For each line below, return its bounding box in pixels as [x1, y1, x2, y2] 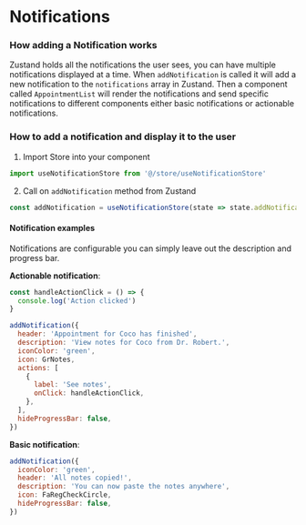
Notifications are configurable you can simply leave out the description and [9, 243, 291, 254]
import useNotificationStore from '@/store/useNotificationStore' [9, 168, 267, 178]
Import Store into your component [22, 151, 150, 162]
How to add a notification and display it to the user [9, 130, 237, 143]
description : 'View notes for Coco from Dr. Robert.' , [17, 338, 230, 348]
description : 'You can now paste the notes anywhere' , [17, 482, 230, 491]
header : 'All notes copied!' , [17, 473, 132, 483]
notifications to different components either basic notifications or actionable [9, 98, 294, 109]
